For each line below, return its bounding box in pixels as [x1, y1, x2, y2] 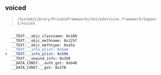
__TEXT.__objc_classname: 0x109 [11, 33, 77, 38]
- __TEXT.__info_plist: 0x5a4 [5, 47, 69, 52]
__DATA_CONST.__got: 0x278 [11, 65, 67, 70]
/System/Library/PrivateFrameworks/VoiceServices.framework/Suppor [17, 16, 157, 21]
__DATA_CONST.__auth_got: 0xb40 [11, 60, 77, 66]
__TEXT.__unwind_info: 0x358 [11, 56, 71, 61]
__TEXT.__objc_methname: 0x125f [11, 38, 77, 43]
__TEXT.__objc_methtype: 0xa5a [11, 43, 75, 47]
